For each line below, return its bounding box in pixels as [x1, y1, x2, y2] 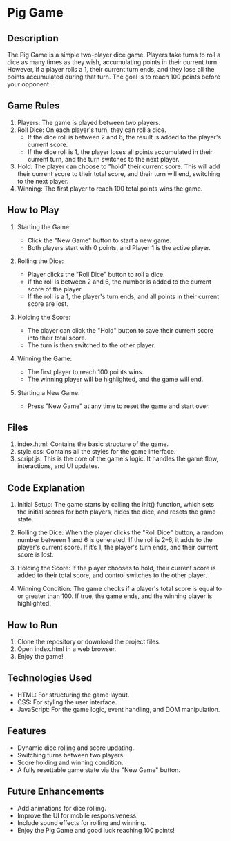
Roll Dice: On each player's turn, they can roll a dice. [17, 126, 167, 134]
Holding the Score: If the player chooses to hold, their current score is [17, 564, 216, 572]
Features [7, 725, 46, 737]
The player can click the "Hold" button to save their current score [27, 326, 214, 334]
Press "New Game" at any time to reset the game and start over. [27, 402, 210, 410]
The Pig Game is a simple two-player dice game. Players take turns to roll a [7, 50, 221, 59]
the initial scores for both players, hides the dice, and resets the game [17, 507, 216, 516]
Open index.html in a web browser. [17, 645, 117, 653]
